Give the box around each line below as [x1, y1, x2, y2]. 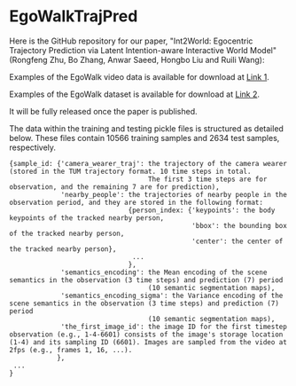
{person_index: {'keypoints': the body [128, 206, 276, 215]
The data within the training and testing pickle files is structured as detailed [9, 122, 284, 134]
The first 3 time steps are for [147, 175, 268, 184]
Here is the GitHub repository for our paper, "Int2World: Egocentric [9, 35, 253, 46]
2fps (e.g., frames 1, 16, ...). [9, 345, 133, 354]
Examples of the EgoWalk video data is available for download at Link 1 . [9, 71, 270, 82]
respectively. [9, 142, 56, 153]
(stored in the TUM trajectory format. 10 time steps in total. [9, 167, 252, 176]
